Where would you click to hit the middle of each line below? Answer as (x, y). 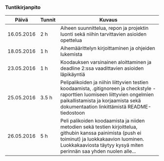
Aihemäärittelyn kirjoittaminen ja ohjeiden (108, 48)
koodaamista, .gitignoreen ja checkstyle (106, 88)
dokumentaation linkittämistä (93, 107)
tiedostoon (73, 113)
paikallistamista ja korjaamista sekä (101, 101)
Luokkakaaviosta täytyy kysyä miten (102, 145)
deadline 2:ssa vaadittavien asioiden (102, 68)
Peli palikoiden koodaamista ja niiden (102, 121)
